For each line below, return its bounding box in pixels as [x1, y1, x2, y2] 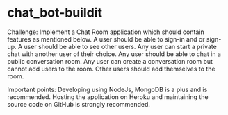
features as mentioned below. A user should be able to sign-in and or [7, 35, 205, 43]
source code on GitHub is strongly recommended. [7, 100, 151, 108]
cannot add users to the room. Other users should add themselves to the [7, 64, 215, 73]
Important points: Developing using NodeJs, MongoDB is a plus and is [7, 85, 208, 94]
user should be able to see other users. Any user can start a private [24, 42, 217, 51]
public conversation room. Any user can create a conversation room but [7, 57, 213, 65]
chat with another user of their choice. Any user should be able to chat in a [7, 50, 221, 58]
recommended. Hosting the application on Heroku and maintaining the [7, 92, 209, 101]
